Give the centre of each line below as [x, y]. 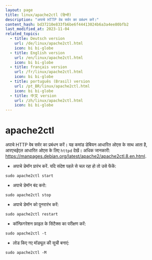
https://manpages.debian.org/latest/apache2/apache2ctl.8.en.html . [76, 156]
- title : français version [39, 67]
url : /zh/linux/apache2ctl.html [49, 100]
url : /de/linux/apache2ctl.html [49, 44]
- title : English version [37, 53]
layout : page [19, 10]
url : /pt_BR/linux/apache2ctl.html [52, 86]
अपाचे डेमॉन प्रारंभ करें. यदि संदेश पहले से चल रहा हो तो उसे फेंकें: [64, 166]
